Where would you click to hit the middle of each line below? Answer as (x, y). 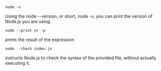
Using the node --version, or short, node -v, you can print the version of (79, 16)
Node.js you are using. (28, 21)
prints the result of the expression (40, 40)
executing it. (18, 63)
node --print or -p (25, 31)
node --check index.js (29, 49)
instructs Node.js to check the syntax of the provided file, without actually (81, 58)
